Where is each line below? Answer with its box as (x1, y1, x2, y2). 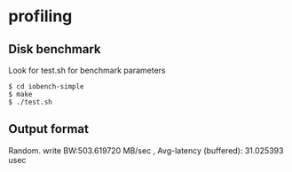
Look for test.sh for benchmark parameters (8, 65, 166, 75)
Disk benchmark (8, 42, 101, 57)
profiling (8, 6, 73, 27)
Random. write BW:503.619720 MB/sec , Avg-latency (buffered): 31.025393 (8, 145, 284, 156)
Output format (8, 121, 90, 137)
